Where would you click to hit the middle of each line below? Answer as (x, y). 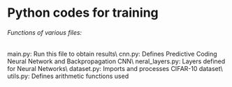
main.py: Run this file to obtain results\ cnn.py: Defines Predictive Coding (113, 54)
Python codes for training (83, 13)
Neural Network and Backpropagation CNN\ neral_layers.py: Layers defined (116, 61)
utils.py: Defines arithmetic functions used (68, 76)
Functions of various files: (45, 32)
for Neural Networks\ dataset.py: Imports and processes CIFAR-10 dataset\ (115, 69)
